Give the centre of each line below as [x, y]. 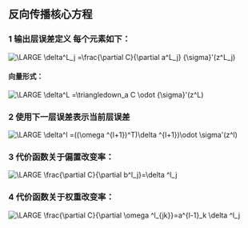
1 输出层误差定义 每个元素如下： [69, 39]
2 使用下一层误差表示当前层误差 [69, 117]
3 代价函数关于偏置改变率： [61, 157]
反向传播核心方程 [50, 14]
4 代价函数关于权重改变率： [61, 197]
